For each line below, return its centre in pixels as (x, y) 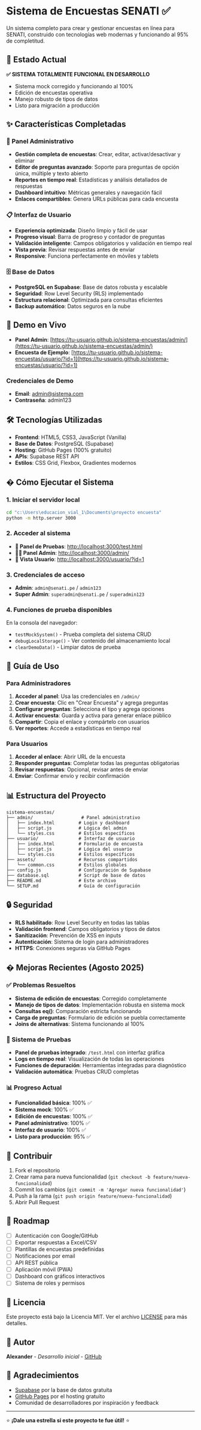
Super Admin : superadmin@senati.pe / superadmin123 (80, 594)
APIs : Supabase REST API (47, 456)
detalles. (17, 1323)
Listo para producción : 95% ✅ (53, 1137)
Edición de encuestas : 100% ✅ (54, 1116)
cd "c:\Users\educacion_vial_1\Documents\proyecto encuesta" (84, 512)
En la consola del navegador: (42, 623)
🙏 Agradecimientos (43, 1376)
